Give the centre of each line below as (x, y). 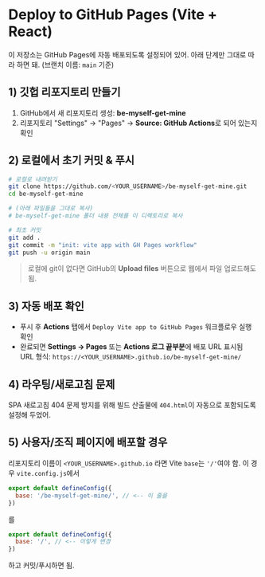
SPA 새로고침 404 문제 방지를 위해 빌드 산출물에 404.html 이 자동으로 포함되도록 (132, 405)
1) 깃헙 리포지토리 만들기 (64, 92)
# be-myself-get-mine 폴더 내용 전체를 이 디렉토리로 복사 (95, 216)
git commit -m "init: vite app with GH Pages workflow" (103, 245)
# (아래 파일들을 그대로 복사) (51, 209)
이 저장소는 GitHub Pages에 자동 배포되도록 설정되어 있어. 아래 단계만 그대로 (127, 54)
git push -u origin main (49, 253)
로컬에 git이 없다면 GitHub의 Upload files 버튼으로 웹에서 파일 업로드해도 (142, 269)
